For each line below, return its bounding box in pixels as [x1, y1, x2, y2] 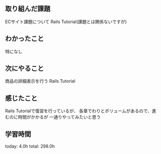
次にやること [5, 64, 44, 73]
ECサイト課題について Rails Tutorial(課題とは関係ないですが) [5, 19, 127, 25]
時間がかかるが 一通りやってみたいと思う [18, 114, 101, 120]
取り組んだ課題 [5, 4, 51, 13]
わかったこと [5, 34, 44, 43]
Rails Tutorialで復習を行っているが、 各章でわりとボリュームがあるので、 [5, 108, 152, 114]
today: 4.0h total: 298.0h [5, 143, 55, 149]
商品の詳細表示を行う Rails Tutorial [5, 78, 76, 84]
